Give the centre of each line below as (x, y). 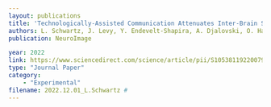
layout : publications (45, 16)
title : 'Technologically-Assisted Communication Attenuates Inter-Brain (133, 23)
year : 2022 (27, 53)
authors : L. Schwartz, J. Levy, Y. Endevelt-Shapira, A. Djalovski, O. (131, 31)
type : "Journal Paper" (46, 68)
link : (17, 60)
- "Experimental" (52, 82)
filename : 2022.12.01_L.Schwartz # (68, 90)
